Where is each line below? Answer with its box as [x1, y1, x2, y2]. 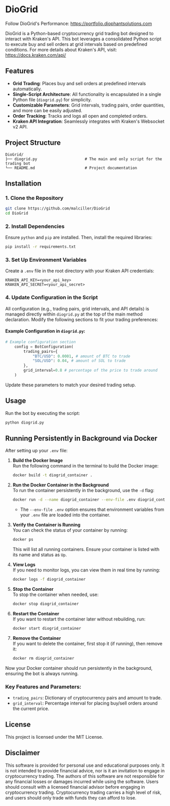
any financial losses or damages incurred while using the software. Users [5, 778, 159, 785]
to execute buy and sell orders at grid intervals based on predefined [5, 41, 147, 47]
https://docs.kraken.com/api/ [5, 52, 66, 58]
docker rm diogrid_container [12, 656, 75, 661]
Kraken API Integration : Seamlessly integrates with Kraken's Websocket [12, 118, 165, 124]
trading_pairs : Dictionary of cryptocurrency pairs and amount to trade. [12, 694, 162, 700]
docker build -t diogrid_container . [12, 473, 93, 478]
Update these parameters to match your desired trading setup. [5, 381, 136, 388]
